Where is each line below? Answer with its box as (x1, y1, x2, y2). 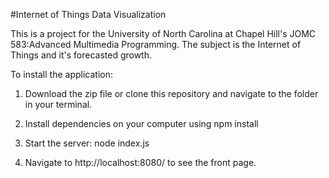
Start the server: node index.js (24, 137, 150, 149)
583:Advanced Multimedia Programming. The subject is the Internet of (10, 39, 302, 50)
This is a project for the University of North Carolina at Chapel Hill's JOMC (10, 28, 317, 39)
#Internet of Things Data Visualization (10, 9, 167, 20)
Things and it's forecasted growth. (10, 49, 153, 61)
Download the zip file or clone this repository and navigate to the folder (24, 88, 319, 99)
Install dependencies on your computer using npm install (24, 118, 259, 129)
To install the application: (10, 69, 113, 80)
